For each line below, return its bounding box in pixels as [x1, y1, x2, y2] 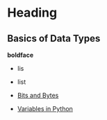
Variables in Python [17, 105, 73, 112]
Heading [7, 5, 58, 21]
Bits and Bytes [17, 92, 59, 99]
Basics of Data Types [7, 33, 101, 44]
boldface [7, 51, 34, 59]
